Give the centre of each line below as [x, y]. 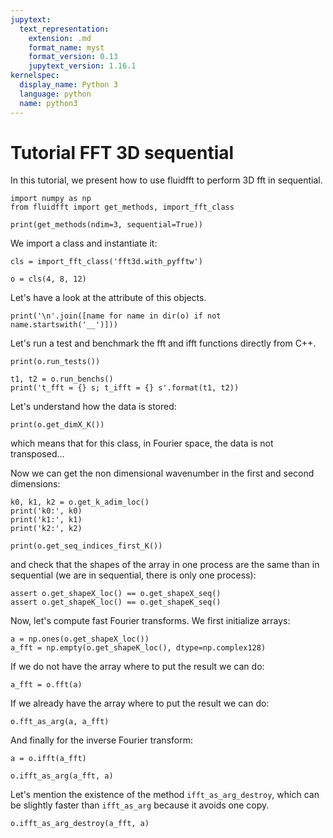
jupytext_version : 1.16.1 [82, 66]
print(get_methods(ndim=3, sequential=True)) [106, 225]
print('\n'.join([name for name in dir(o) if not [116, 316]
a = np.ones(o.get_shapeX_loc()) [80, 639]
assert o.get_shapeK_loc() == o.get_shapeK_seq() [116, 602]
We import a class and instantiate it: [84, 243]
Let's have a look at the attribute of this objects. [108, 298]
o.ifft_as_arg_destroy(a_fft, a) [80, 824]
